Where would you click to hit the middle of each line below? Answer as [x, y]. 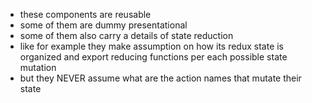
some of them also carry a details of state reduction [126, 35]
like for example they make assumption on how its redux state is [152, 46]
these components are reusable [85, 14]
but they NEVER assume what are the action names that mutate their [160, 78]
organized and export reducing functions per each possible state [153, 57]
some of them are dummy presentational [103, 25]
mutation [38, 67]
